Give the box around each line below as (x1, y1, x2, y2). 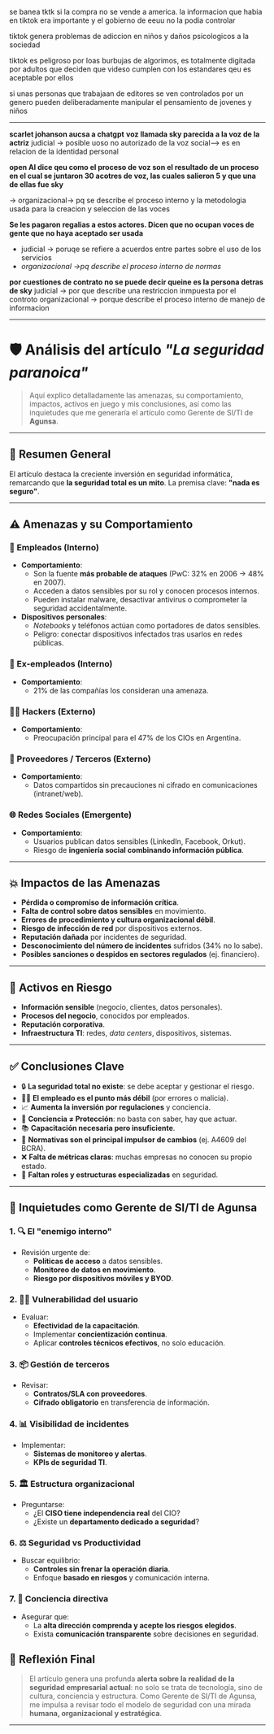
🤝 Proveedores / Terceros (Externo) (9, 753, 151, 764)
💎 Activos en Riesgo (9, 980, 112, 994)
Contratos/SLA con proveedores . (33, 1389, 147, 1399)
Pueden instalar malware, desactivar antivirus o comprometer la (33, 595, 247, 605)
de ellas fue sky (9, 180, 64, 189)
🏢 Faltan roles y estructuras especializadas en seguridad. (20, 1170, 219, 1180)
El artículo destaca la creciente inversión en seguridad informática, (9, 469, 233, 479)
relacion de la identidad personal (9, 146, 119, 156)
